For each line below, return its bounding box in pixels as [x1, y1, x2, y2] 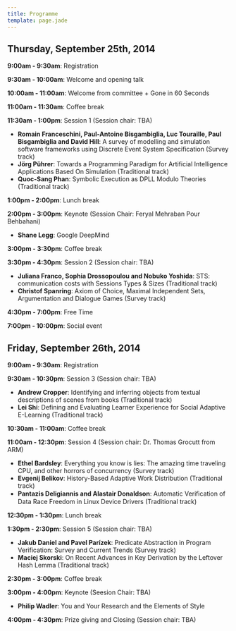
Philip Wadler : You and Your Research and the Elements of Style [17, 602, 206, 611]
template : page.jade [7, 17, 68, 24]
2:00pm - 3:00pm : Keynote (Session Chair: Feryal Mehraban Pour [7, 209, 201, 219]
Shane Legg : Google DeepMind [17, 231, 110, 240]
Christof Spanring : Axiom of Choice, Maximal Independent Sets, [17, 287, 206, 295]
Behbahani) [7, 217, 41, 226]
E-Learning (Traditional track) [17, 410, 104, 419]
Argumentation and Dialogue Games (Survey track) [17, 294, 166, 303]
